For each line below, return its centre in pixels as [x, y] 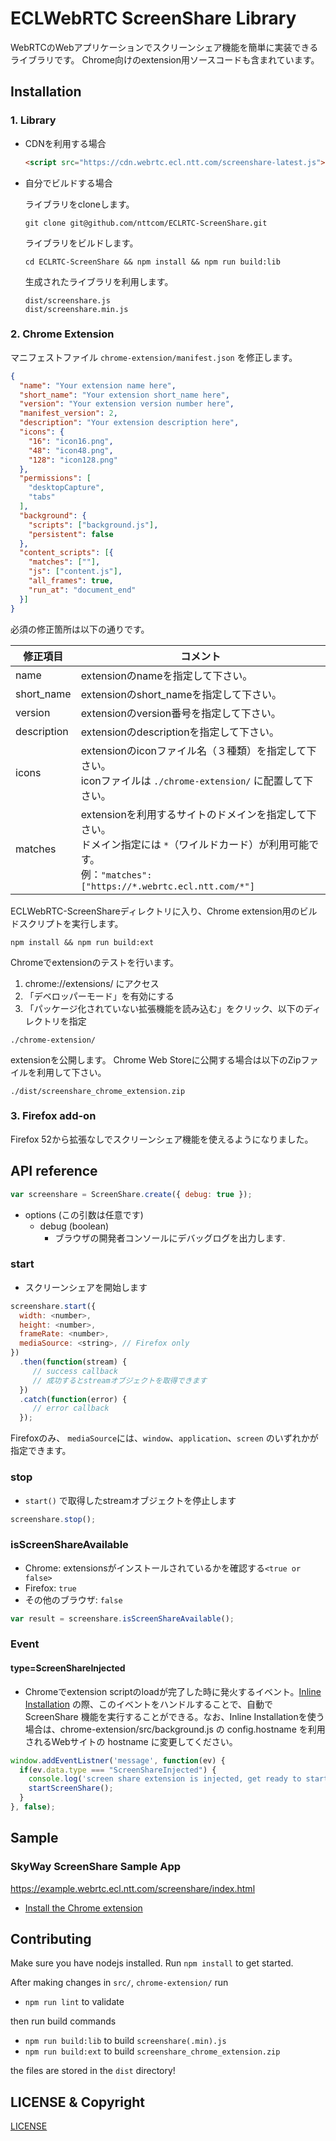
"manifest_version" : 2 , [68, 413]
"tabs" [42, 497]
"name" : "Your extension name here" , [98, 385]
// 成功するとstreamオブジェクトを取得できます [120, 1380]
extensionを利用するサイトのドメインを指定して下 [198, 814]
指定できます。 [41, 1451]
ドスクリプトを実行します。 [67, 923]
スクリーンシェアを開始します [86, 1287]
